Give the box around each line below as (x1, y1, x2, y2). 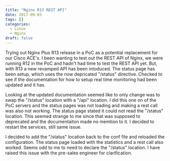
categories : (5, 21, 30, 27)
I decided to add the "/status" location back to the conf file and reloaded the (5, 134, 165, 140)
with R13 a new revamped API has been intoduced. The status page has (5, 65, 155, 71)
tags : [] (5, 17, 24, 22)
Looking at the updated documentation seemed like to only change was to (5, 92, 160, 98)
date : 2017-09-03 (5, 12, 42, 17)
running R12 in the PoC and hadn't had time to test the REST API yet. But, (5, 60, 157, 66)
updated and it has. (5, 82, 46, 88)
